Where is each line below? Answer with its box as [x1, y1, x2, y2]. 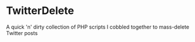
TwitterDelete [6, 4, 75, 17]
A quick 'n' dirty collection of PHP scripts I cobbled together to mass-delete [6, 23, 190, 30]
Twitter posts [6, 29, 38, 36]
